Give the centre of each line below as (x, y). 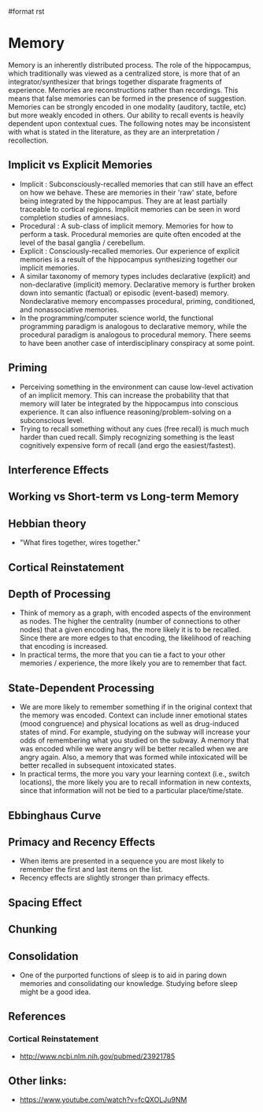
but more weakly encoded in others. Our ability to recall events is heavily (126, 115)
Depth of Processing (59, 594)
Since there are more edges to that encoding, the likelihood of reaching (135, 638)
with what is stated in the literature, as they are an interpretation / (114, 132)
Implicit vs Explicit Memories (80, 165)
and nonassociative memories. (69, 310)
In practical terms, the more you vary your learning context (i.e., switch (135, 774)
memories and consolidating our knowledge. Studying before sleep (128, 983)
